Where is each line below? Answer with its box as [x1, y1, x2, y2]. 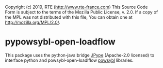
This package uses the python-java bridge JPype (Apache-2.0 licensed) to [5, 52, 154, 58]
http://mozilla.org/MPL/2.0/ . [5, 19, 61, 25]
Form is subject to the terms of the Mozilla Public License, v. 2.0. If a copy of [5, 9, 158, 15]
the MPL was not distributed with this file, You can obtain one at [5, 14, 132, 20]
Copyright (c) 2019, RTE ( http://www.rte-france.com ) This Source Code [5, 4, 148, 10]
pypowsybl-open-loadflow [5, 36, 115, 47]
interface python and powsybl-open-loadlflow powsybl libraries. [5, 57, 134, 63]
